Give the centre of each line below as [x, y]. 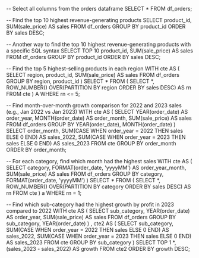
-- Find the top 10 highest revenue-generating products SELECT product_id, [99, 20]
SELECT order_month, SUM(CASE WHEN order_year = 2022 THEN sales [94, 131]
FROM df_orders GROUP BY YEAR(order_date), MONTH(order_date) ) [91, 124]
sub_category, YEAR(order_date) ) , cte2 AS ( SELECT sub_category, [90, 223]
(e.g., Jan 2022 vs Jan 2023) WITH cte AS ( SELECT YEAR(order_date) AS [97, 112]
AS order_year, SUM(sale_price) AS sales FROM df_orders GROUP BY [91, 217]
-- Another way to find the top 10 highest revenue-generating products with [99, 44]
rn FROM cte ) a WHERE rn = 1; [44, 193]
